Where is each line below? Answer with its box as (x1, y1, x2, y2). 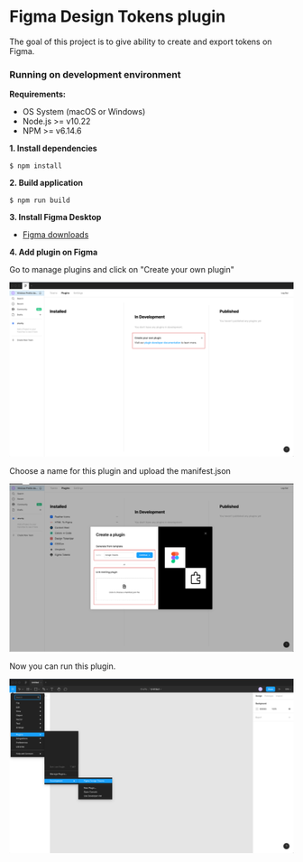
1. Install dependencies (9, 143, 97, 154)
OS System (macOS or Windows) (22, 107, 146, 117)
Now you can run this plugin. (9, 661, 116, 672)
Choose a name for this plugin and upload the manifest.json (9, 466, 232, 477)
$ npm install (9, 162, 63, 171)
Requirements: (9, 88, 66, 100)
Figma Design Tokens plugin (9, 6, 226, 27)
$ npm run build (9, 196, 70, 205)
